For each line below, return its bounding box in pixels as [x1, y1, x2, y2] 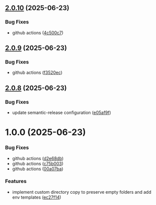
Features [5, 178, 27, 185]
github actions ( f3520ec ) [12, 69, 63, 75]
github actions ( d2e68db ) [12, 155, 64, 161]
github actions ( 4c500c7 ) [12, 29, 64, 36]
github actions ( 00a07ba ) [12, 166, 64, 172]
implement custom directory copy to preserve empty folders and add [12, 189, 152, 195]
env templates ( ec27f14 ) [12, 194, 62, 200]
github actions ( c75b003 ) [12, 160, 64, 166]
